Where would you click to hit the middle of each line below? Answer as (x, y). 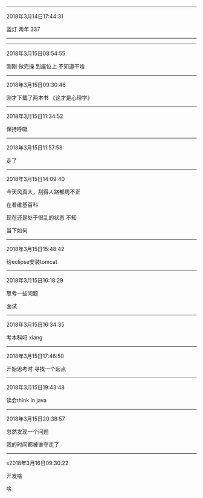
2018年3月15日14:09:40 (36, 179)
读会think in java (27, 400)
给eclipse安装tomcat (32, 262)
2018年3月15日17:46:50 (35, 356)
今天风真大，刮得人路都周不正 (43, 192)
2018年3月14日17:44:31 (35, 16)
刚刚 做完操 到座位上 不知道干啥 (46, 66)
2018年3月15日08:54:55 (36, 53)
